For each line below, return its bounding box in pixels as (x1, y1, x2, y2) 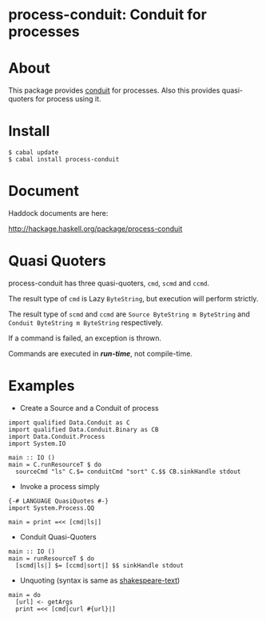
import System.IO (8, 440, 66, 448)
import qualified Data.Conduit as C (8, 418, 130, 427)
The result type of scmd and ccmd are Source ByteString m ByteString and (8, 309, 250, 319)
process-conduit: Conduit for (8, 6, 208, 24)
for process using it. (35, 94, 101, 104)
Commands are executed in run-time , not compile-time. (8, 348, 193, 358)
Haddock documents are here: (8, 209, 109, 217)
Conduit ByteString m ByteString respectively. (8, 317, 164, 327)
